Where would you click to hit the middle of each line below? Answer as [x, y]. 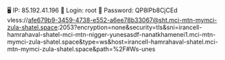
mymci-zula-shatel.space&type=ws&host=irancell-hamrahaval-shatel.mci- [113, 42]
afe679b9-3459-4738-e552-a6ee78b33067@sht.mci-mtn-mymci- [122, 20]
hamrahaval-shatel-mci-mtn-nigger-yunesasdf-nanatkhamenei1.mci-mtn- [111, 34]
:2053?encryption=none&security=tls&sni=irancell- [130, 27]
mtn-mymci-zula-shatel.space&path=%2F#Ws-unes [81, 49]
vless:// [18, 20]
